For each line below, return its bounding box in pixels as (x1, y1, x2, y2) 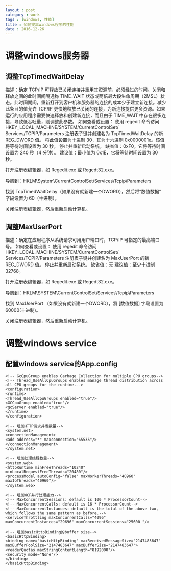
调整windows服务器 (5, 50, 89, 62)
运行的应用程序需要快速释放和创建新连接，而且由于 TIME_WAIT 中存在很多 (5, 112, 162, 118)
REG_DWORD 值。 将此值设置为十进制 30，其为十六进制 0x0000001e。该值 (5, 137, 165, 143)
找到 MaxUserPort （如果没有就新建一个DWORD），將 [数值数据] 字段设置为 (5, 300, 164, 306)
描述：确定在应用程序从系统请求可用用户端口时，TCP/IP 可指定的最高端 (5, 236, 156, 243)
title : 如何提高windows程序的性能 (5, 21, 74, 27)
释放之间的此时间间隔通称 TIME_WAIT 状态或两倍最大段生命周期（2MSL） (5, 93, 161, 99)
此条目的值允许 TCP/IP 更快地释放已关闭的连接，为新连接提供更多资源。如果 (5, 106, 166, 112)
